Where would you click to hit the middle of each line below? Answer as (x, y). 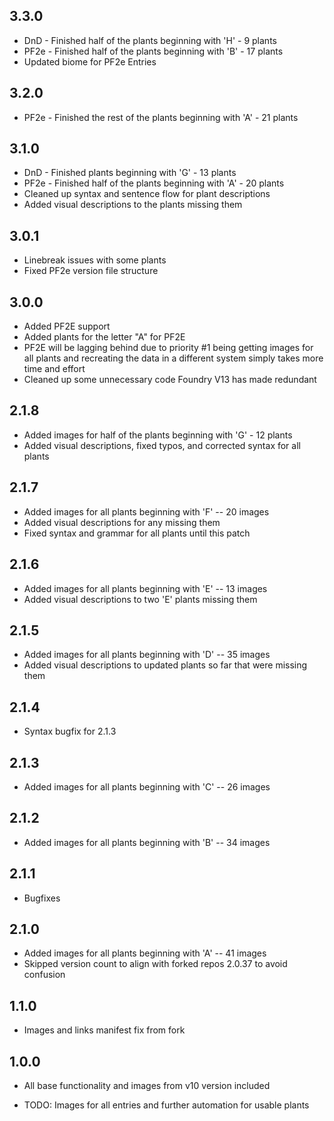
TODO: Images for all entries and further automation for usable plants (166, 1105)
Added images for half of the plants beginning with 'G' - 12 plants (158, 435)
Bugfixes (42, 898)
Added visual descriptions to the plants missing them (133, 205)
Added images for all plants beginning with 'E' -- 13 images (145, 588)
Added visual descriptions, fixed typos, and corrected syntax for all (162, 445)
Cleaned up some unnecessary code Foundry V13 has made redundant (170, 380)
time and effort (54, 369)
